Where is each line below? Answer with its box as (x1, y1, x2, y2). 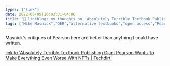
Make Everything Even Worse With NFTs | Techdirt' (5, 55, 112, 61)
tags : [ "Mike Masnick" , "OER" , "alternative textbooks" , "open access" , (5, 21, 155, 26)
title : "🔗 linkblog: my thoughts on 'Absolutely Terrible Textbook (5, 16, 151, 21)
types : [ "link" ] (5, 7, 39, 12)
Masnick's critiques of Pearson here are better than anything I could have (5, 35, 158, 41)
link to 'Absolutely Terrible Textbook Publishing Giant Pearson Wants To (5, 50, 154, 56)
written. (5, 40, 21, 46)
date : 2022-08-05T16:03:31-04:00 (5, 12, 76, 17)
